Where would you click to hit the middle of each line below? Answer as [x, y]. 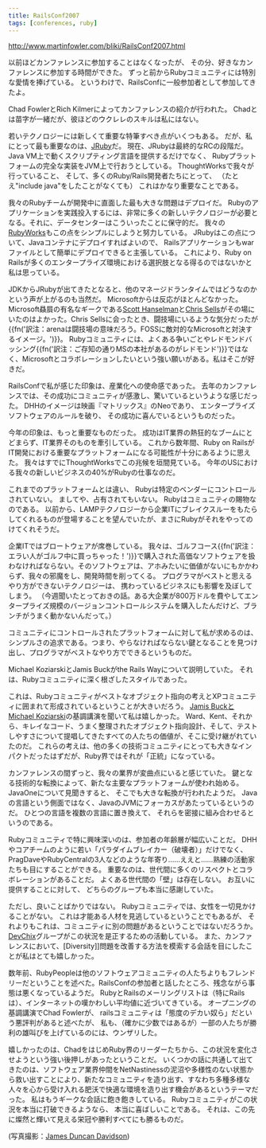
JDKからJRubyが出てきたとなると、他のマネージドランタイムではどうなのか [133, 289]
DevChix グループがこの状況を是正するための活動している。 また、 [117, 935]
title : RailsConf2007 [44, 16]
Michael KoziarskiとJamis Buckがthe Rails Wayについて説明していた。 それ [131, 669]
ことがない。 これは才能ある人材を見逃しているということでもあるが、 [130, 916]
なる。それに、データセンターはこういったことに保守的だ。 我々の [117, 222]
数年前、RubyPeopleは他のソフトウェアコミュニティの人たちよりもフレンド [132, 973]
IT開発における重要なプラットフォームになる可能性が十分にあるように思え [130, 452]
